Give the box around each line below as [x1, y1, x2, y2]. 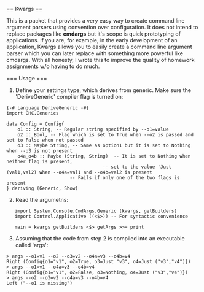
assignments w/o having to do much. [6, 63, 100, 70]
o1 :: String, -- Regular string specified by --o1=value [17, 126, 169, 133]
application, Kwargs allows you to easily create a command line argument [6, 43, 192, 50]
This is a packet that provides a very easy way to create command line [6, 17, 185, 24]
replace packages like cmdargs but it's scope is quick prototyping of [6, 30, 181, 37]
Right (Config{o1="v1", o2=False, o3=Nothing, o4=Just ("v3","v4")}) [6, 269, 189, 275]
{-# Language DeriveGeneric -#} [6, 105, 89, 111]
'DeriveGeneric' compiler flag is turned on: [15, 93, 124, 100]
